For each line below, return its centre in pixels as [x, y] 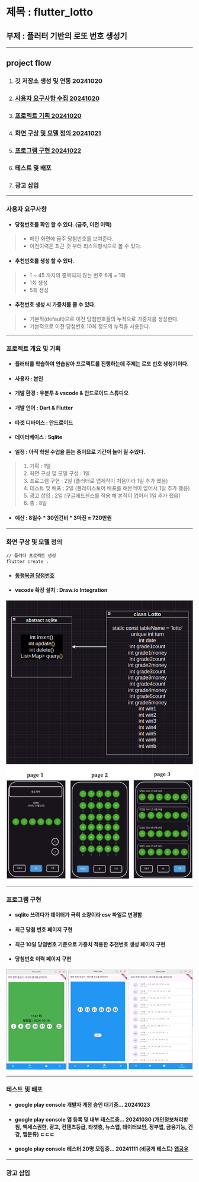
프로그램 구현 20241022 [48, 150]
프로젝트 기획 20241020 [48, 116]
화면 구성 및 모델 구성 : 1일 [60, 473]
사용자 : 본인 [29, 378]
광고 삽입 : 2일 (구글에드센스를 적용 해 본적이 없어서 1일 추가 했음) [105, 496]
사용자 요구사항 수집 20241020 [57, 98]
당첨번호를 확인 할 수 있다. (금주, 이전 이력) [63, 224]
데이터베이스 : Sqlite [38, 437]
